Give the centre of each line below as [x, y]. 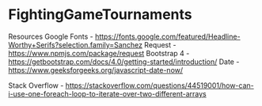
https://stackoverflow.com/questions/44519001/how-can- [160, 85]
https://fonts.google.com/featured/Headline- [167, 36]
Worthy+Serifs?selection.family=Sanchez [75, 44]
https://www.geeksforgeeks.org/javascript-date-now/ [96, 70]
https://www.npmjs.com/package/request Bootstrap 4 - [99, 53]
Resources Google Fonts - [51, 36]
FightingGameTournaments [100, 15]
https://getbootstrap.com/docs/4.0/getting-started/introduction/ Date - [124, 62]
